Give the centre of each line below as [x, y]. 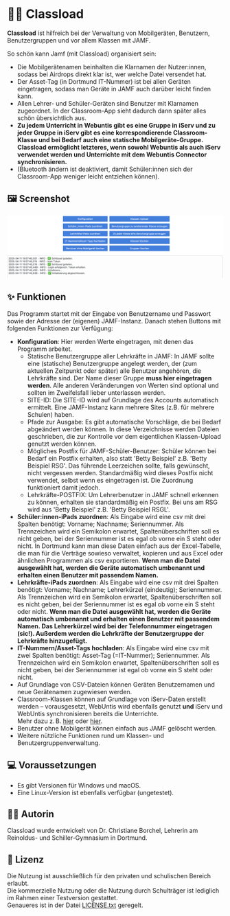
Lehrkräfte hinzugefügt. [52, 641]
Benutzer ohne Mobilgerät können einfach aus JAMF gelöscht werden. [117, 728]
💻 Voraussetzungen [52, 765]
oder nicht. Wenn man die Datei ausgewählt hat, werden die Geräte [114, 611]
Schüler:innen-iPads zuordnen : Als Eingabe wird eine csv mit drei [111, 516]
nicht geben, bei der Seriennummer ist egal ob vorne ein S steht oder [115, 669]
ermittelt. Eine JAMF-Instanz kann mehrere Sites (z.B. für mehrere [121, 407]
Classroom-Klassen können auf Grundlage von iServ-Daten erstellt [111, 699]
